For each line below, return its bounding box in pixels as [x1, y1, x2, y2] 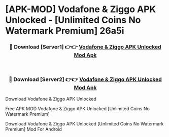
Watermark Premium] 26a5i [5, 25, 124, 36]
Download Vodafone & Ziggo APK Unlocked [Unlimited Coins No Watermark [5, 120, 164, 127]
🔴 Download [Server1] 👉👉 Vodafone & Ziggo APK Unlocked [9, 43, 161, 51]
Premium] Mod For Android [5, 126, 62, 132]
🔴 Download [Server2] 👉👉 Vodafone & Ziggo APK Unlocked [9, 76, 162, 83]
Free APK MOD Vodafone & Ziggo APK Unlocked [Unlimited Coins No [5, 105, 150, 112]
